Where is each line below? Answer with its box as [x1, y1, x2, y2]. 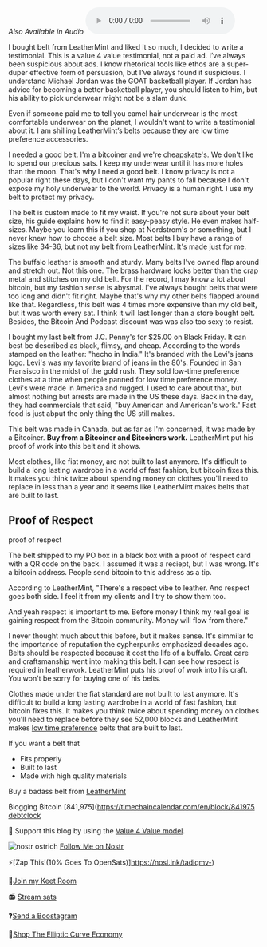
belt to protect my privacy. [8, 192, 95, 202]
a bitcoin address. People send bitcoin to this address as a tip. [8, 567, 213, 577]
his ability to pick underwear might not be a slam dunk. [8, 94, 189, 102]
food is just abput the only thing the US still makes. [8, 409, 175, 418]
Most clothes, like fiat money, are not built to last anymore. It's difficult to [8, 457, 247, 466]
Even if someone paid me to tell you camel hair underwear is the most [8, 109, 238, 118]
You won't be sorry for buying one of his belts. [8, 673, 161, 683]
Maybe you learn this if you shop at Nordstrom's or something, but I [29, 225, 252, 234]
